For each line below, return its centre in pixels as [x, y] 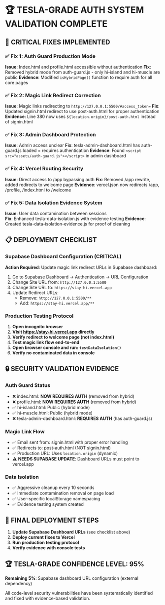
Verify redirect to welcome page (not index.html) [63, 337]
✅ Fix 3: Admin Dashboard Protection [50, 135]
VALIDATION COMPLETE [56, 24]
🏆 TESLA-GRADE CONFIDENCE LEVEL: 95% [75, 564]
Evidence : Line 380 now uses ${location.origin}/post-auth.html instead [81, 116]
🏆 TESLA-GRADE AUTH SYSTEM [75, 10]
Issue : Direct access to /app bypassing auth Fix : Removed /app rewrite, [78, 179]
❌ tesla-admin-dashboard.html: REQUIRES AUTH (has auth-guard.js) [82, 418]
